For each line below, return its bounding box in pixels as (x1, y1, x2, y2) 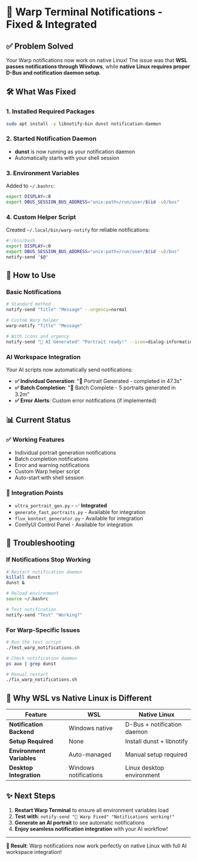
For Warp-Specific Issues (6, 625, 80, 634)
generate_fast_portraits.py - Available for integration (14, 508, 146, 516)
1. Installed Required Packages (6, 107, 95, 116)
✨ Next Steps (6, 791, 56, 801)
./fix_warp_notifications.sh (6, 677, 77, 683)
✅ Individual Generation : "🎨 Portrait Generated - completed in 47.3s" (14, 377, 182, 384)
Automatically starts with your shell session (14, 154, 120, 161)
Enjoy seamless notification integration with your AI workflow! (14, 825, 168, 832)
